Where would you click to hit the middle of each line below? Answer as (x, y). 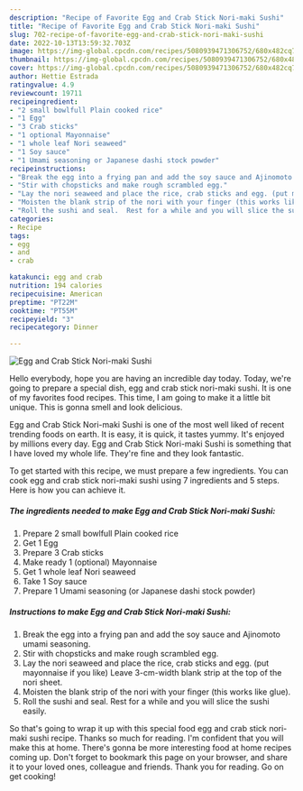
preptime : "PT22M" (44, 302)
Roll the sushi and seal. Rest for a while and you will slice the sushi (146, 702)
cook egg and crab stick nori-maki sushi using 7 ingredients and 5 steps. (144, 481)
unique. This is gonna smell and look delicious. (96, 408)
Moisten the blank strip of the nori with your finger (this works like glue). (156, 692)
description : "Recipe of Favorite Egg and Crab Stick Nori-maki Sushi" (147, 18)
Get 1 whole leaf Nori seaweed (79, 572)
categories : (32, 219)
